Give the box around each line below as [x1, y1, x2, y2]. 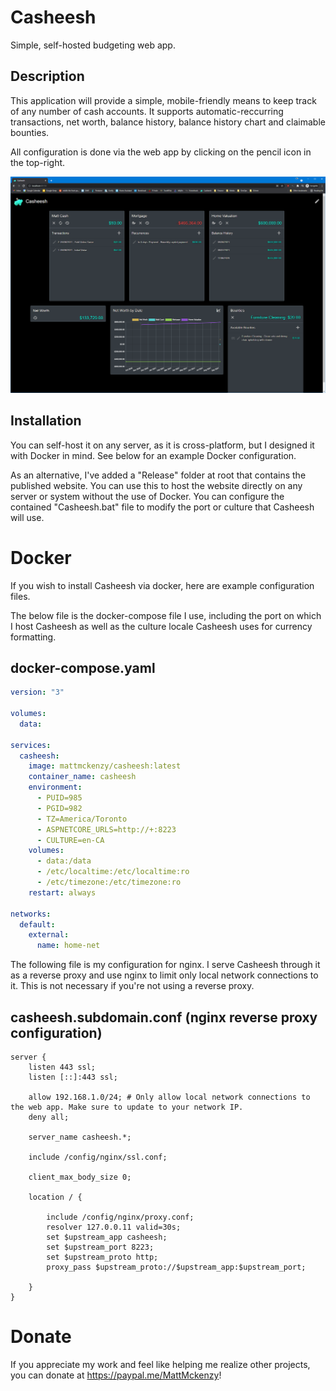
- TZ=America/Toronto [36, 814, 128, 824]
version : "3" [10, 687, 65, 698]
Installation [10, 412, 82, 430]
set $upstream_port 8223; [46, 1242, 155, 1252]
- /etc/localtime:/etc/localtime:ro [36, 867, 190, 877]
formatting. [10, 631, 57, 643]
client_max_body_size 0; [28, 1172, 132, 1182]
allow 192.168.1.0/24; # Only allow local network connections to [28, 1092, 311, 1102]
